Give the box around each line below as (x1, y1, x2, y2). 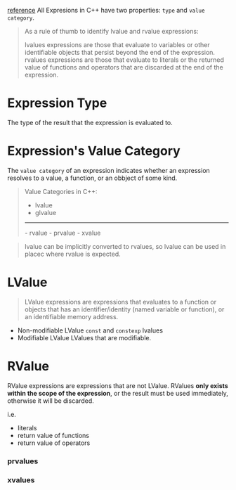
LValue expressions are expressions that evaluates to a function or (24, 297, 216, 306)
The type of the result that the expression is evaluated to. (7, 118, 173, 127)
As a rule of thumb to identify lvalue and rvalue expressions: (24, 27, 199, 35)
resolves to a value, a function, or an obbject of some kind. (7, 174, 178, 182)
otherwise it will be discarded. (7, 396, 95, 405)
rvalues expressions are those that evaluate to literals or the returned (24, 56, 225, 64)
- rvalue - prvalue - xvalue (24, 228, 101, 237)
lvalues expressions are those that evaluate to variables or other (24, 41, 210, 49)
